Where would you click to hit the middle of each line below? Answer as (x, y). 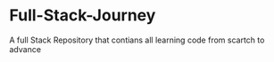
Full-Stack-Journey (83, 15)
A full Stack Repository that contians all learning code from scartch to (137, 40)
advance (25, 49)
